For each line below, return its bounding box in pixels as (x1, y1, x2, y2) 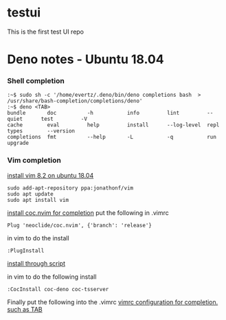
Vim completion (7, 156, 62, 165)
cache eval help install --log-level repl (7, 122, 220, 128)
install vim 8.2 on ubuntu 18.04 (7, 171, 94, 179)
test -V (41, 115, 88, 123)
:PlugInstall (7, 247, 45, 254)
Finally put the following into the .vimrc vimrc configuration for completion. (7, 297, 218, 306)
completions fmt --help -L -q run (7, 134, 216, 141)
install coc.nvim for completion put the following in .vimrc (7, 208, 170, 217)
